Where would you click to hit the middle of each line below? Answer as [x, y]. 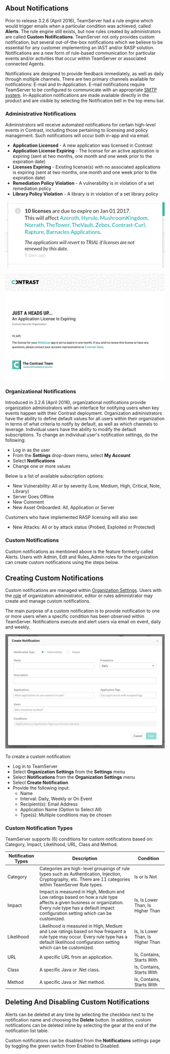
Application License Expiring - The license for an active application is [86, 151]
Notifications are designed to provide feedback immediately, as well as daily [84, 74]
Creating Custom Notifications [54, 578]
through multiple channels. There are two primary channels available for [80, 79]
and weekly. [18, 627]
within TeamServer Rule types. [71, 885]
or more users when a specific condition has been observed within [75, 616]
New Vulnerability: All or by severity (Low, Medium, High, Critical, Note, [87, 486]
